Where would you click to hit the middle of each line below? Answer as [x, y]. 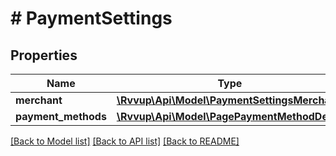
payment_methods [61, 116]
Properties [44, 55]
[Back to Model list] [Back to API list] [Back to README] [125, 141]
